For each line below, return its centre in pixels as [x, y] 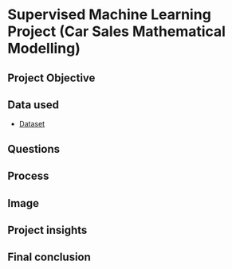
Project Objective [51, 78]
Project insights [47, 230]
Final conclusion [49, 257]
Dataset [32, 124]
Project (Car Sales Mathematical [117, 31]
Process [28, 176]
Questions [34, 149]
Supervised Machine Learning [110, 15]
